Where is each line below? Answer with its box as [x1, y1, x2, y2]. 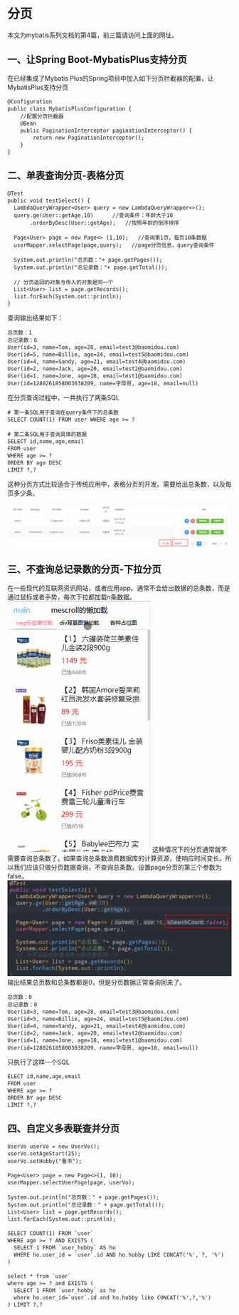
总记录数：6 [7, 336, 38, 344]
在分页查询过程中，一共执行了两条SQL [7, 393, 119, 402]
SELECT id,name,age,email [7, 437, 84, 445]
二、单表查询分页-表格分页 [7, 170, 124, 182]
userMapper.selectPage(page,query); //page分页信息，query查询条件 [14, 241, 215, 249]
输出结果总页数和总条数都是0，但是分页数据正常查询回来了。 [7, 978, 186, 986]
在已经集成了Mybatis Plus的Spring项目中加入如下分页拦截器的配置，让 [7, 73, 214, 82]
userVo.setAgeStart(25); [7, 1149, 81, 1157]
